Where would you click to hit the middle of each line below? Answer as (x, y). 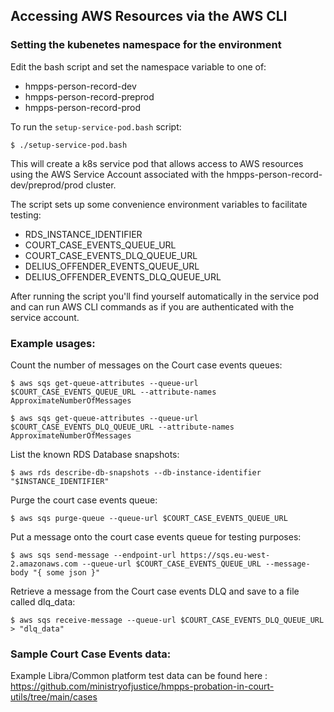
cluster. (101, 185)
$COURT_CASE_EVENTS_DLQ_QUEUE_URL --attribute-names (122, 427)
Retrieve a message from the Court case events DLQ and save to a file (155, 591)
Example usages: (53, 343)
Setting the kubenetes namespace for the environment (146, 45)
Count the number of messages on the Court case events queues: (146, 365)
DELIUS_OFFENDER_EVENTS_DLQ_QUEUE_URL (123, 276)
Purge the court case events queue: (84, 500)
